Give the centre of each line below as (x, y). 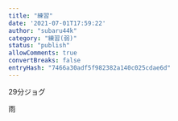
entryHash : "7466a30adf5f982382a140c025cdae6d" (90, 68)
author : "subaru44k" (43, 30)
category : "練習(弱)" (43, 38)
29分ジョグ (27, 91)
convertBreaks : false (45, 61)
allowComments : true (43, 53)
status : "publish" (39, 46)
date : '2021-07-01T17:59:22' (57, 23)
